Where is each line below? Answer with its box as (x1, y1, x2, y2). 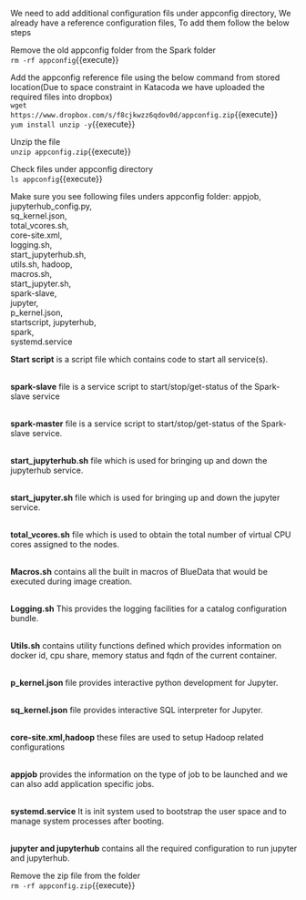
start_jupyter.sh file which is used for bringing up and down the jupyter (10, 492, 280, 503)
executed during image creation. (10, 576, 133, 587)
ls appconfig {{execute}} (10, 173, 103, 184)
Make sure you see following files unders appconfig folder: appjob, (10, 191, 262, 201)
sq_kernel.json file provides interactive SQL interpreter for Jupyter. (10, 705, 263, 715)
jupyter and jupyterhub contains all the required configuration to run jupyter (10, 843, 298, 854)
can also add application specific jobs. (10, 779, 155, 789)
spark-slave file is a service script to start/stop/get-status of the (10, 382, 253, 392)
